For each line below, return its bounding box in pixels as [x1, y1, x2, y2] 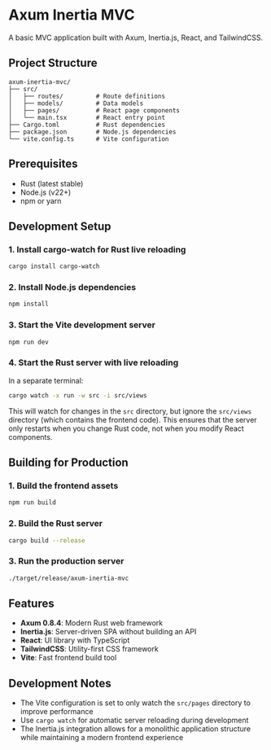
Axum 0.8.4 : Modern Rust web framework [20, 618, 164, 628]
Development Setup [8, 219, 111, 233]
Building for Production [8, 456, 129, 470]
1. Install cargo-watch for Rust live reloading [8, 243, 186, 255]
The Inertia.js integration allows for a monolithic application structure [20, 724, 251, 734]
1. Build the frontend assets [8, 480, 119, 491]
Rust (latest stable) [20, 178, 84, 188]
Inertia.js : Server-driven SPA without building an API [20, 627, 197, 637]
